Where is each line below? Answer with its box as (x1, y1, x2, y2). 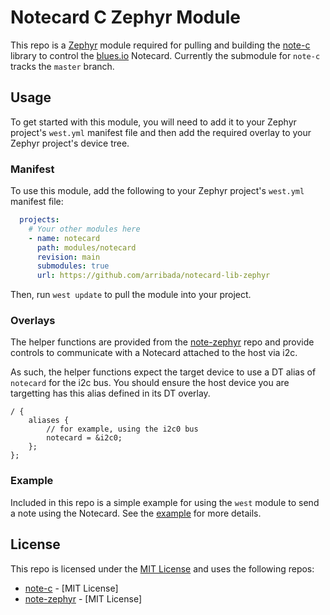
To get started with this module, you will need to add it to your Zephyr (10, 116, 297, 128)
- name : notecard (28, 233, 101, 243)
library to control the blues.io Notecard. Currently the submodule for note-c (10, 49, 321, 61)
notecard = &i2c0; (46, 433, 123, 443)
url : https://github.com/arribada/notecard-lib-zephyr (36, 271, 271, 281)
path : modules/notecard (36, 242, 137, 253)
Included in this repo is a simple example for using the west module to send (10, 496, 320, 508)
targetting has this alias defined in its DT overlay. (10, 387, 211, 400)
